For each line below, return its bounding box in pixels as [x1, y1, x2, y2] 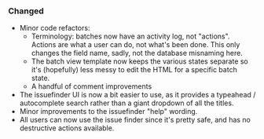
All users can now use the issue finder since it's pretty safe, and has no [19, 115, 251, 125]
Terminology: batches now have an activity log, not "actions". [31, 31, 230, 41]
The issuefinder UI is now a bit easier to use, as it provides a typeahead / [19, 90, 256, 100]
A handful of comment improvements [31, 82, 152, 91]
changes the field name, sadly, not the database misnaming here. [31, 49, 244, 58]
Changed [8, 5, 45, 16]
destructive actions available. [19, 123, 115, 133]
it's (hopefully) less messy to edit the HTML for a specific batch [31, 65, 237, 75]
